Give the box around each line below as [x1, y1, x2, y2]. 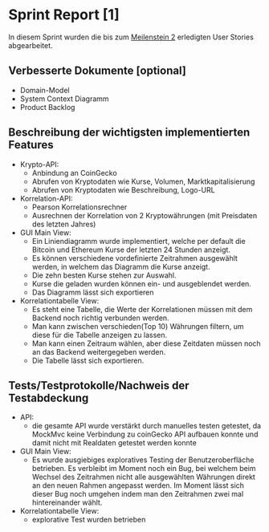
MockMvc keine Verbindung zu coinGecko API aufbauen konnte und [31, 429, 259, 439]
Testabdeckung [8, 391, 89, 404]
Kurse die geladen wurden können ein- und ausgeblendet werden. [31, 278, 251, 288]
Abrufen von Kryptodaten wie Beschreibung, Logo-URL [31, 185, 215, 194]
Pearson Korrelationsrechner [31, 202, 128, 212]
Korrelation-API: [19, 193, 73, 203]
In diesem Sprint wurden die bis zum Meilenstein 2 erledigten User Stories [8, 32, 255, 42]
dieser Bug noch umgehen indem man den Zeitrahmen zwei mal [31, 489, 244, 499]
